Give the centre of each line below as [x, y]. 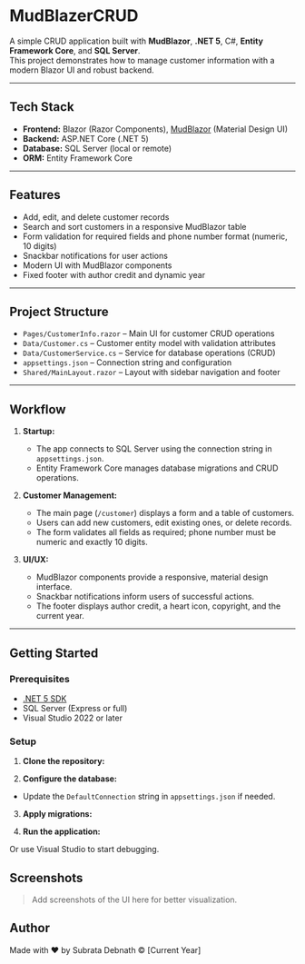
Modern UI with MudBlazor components [97, 265]
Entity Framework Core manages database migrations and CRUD [157, 468]
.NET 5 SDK [44, 698]
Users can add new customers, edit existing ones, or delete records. [164, 522]
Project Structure [59, 311]
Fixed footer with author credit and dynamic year [114, 274]
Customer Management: [70, 495]
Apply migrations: [57, 814]
